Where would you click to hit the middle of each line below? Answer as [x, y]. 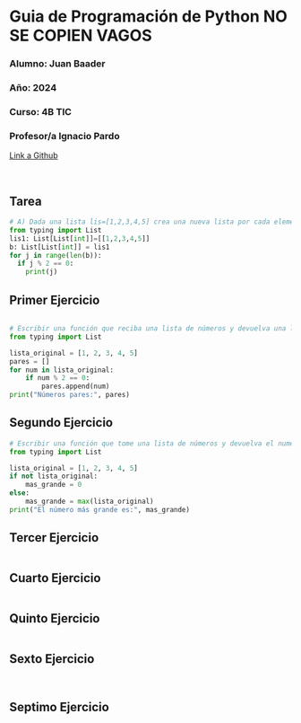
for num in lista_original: [62, 370]
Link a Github [34, 155]
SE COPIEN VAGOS [81, 35]
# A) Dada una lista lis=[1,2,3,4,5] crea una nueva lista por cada [140, 222]
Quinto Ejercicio [55, 618]
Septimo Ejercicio [59, 707]
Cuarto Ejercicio [55, 578]
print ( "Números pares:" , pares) [69, 395]
